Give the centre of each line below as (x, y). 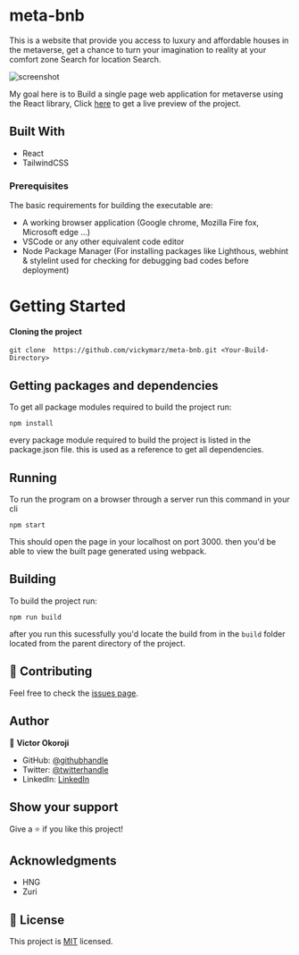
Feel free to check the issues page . (74, 693)
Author (29, 721)
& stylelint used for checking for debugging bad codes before (136, 261)
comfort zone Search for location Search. (85, 59)
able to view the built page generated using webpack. (108, 552)
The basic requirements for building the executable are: (111, 206)
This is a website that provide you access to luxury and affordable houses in (149, 40)
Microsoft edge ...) (56, 232)
